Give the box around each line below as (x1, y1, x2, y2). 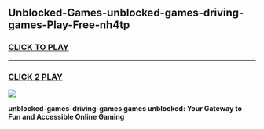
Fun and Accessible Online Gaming (8, 112, 125, 121)
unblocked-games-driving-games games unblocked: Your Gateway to (8, 103, 242, 113)
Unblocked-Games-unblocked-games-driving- (8, 6, 244, 20)
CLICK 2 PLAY (8, 71, 63, 82)
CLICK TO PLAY (8, 42, 69, 53)
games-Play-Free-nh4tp (8, 19, 130, 32)
